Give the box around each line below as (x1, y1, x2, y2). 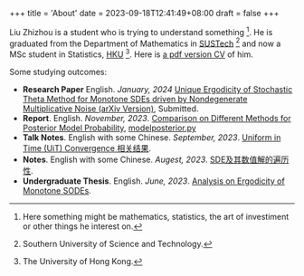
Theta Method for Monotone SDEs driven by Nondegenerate (22, 93, 248, 104)
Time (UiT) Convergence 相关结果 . (22, 142, 152, 153)
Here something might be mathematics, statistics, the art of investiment (22, 211, 290, 222)
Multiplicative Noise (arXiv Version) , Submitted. (22, 103, 199, 114)
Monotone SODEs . (22, 185, 92, 195)
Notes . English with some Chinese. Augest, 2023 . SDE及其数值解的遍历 (22, 154, 290, 165)
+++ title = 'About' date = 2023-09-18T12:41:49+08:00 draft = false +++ (9, 8, 280, 18)
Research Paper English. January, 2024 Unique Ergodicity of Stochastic (22, 83, 293, 94)
